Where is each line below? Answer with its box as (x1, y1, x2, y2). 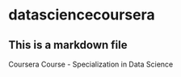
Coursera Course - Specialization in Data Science (8, 59, 174, 69)
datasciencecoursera (8, 6, 155, 24)
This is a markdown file (8, 38, 128, 52)
